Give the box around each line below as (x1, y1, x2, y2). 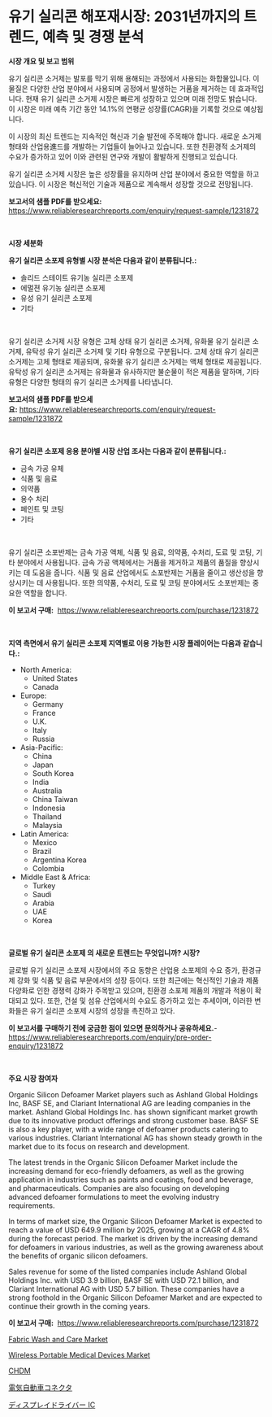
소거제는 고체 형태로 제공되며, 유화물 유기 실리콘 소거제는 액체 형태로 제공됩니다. (8, 356, 262, 366)
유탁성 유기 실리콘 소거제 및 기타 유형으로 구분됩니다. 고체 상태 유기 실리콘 (25, 347, 260, 356)
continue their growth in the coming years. (8, 1301, 150, 1310)
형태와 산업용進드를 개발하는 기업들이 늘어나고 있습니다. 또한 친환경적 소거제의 (8, 142, 257, 151)
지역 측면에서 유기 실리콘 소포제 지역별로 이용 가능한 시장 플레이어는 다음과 (8, 638, 242, 647)
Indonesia (32, 803, 66, 813)
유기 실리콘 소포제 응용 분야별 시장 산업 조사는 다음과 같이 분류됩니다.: (8, 446, 227, 456)
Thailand (32, 811, 63, 822)
